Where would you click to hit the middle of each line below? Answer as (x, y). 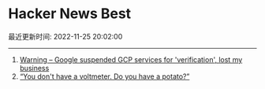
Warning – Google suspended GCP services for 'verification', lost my (131, 59)
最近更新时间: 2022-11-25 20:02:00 (65, 36)
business (34, 68)
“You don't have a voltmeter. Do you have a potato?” (105, 76)
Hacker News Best (70, 14)
